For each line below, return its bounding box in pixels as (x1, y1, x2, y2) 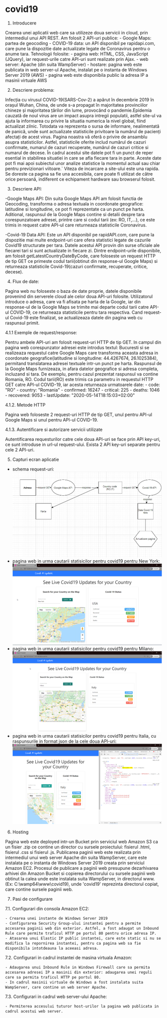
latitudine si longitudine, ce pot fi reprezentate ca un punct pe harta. (5, 206, 145, 212)
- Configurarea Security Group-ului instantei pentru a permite (5, 921, 141, 926)
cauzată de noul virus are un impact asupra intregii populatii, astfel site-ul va (5, 112, 162, 118)
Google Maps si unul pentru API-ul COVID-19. (5, 416, 98, 422)
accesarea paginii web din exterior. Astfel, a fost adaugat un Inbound (5, 926, 159, 931)
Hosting (12, 829, 29, 835)
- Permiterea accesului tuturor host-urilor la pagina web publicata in (5, 1004, 159, 1009)
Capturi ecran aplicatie (12, 456, 59, 462)
